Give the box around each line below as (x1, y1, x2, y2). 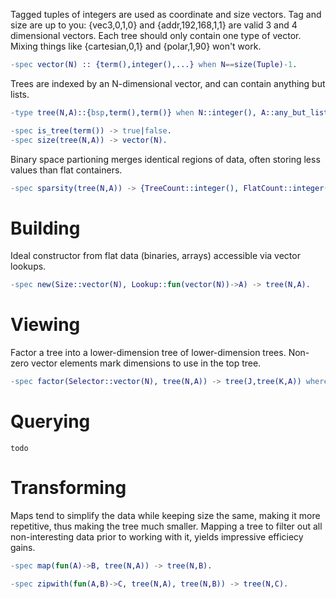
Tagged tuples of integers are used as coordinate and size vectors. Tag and (10, 9, 322, 20)
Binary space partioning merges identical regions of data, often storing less (10, 153, 321, 165)
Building (10, 217, 81, 239)
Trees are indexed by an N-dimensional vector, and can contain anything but (10, 77, 326, 89)
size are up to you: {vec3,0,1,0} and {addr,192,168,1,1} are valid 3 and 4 (10, 19, 298, 31)
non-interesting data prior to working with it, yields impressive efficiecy (10, 530, 304, 543)
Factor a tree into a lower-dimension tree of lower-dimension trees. (10, 347, 287, 359)
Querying (10, 410, 91, 433)
